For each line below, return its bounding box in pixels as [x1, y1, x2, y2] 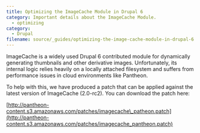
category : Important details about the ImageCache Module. [6, 14, 157, 20]
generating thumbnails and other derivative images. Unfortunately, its [6, 59, 177, 66]
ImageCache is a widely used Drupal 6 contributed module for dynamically [6, 53, 190, 60]
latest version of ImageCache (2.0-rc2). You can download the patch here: [6, 90, 190, 97]
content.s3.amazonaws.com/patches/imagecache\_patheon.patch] [6, 108, 172, 115]
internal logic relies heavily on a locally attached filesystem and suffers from [6, 66, 194, 72]
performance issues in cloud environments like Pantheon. [6, 72, 149, 79]
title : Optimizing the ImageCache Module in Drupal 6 [6, 8, 144, 15]
